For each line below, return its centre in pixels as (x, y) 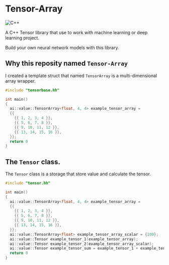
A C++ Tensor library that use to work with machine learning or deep (76, 32)
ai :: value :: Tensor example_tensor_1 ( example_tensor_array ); (74, 239)
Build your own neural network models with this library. (62, 47)
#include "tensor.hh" (28, 183)
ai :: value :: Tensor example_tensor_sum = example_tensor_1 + (74, 248)
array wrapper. (21, 81)
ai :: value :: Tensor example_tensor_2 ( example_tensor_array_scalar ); (82, 244)
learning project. (22, 38)
